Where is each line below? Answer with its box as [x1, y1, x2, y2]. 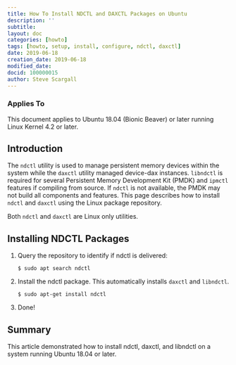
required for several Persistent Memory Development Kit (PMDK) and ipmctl [7, 177, 229, 185]
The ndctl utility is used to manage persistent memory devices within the [7, 161, 220, 169]
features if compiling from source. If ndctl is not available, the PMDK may [7, 184, 221, 192]
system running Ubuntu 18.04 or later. [7, 350, 117, 359]
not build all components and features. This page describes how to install [7, 191, 221, 200]
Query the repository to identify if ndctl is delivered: [17, 251, 168, 260]
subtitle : [7, 23, 37, 30]
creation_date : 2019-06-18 [7, 56, 87, 63]
